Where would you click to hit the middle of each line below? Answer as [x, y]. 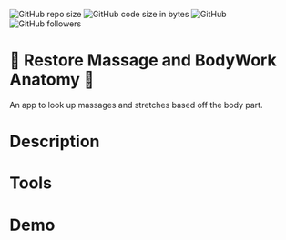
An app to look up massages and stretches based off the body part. [136, 105]
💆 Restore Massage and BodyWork [143, 60]
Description [55, 142]
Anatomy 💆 [52, 80]
